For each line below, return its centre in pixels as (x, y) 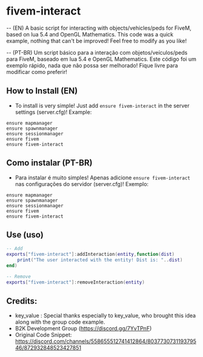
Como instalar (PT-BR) (49, 163)
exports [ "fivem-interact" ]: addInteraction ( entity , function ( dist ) (90, 255)
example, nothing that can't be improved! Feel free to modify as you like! (96, 41)
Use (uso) (25, 235)
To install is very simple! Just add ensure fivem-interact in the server (102, 105)
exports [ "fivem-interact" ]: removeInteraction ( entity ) (76, 282)
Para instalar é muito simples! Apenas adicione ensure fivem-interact (103, 178)
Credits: (22, 301)
